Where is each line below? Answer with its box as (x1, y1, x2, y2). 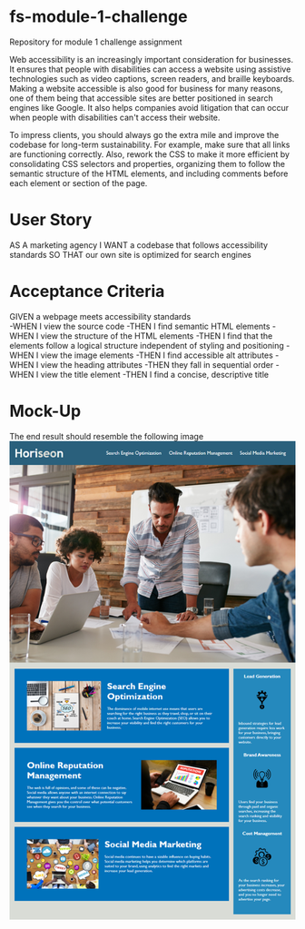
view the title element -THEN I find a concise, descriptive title (40, 369, 270, 380)
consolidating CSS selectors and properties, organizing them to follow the (9, 158, 286, 169)
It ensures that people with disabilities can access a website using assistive (9, 64, 291, 74)
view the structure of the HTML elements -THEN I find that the (40, 330, 273, 341)
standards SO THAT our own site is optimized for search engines (9, 249, 251, 260)
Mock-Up (9, 401, 82, 421)
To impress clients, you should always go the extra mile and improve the (9, 129, 280, 140)
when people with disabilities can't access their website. (9, 112, 221, 123)
